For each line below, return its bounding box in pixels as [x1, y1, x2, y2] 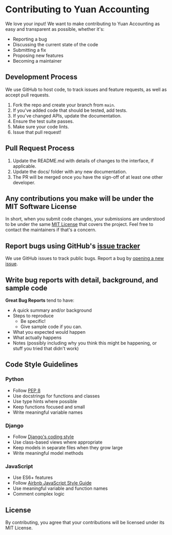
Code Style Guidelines [5, 360, 78, 369]
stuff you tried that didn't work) [12, 346, 79, 351]
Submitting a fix [12, 47, 46, 53]
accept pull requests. [5, 91, 50, 98]
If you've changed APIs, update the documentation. [12, 112, 122, 119]
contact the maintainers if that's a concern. [5, 227, 97, 233]
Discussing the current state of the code [12, 41, 99, 47]
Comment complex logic [12, 491, 65, 497]
